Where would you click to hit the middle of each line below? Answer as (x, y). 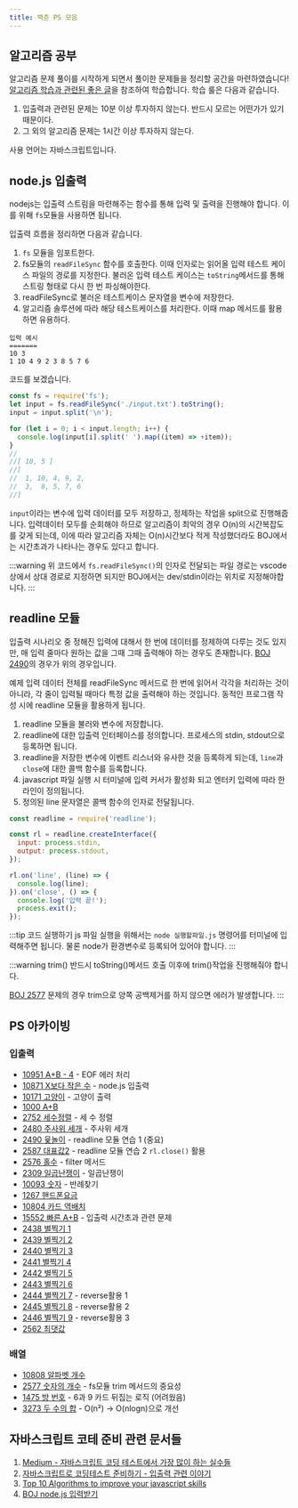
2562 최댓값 (44, 1328)
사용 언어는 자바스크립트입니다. (63, 150)
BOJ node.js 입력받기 (60, 1494)
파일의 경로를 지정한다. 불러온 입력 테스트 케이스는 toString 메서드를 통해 (158, 275)
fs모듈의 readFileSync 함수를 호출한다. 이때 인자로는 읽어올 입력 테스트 (145, 264)
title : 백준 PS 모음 (44, 17)
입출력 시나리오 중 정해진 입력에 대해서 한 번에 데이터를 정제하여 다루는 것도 (140, 641)
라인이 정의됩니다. (53, 790)
